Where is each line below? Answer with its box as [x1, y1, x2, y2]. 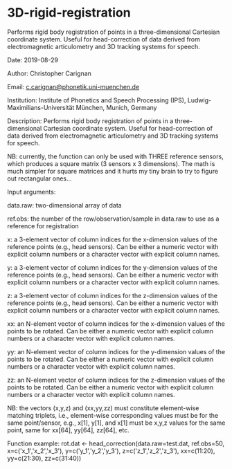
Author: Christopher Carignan [7, 69, 92, 77]
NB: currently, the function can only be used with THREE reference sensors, [7, 152, 224, 160]
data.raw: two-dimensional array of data [7, 201, 123, 209]
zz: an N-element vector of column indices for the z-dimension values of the [7, 376, 226, 384]
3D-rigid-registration [7, 5, 131, 21]
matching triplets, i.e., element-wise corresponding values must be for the [7, 411, 219, 419]
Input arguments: [7, 187, 56, 196]
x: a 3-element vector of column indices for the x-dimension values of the [7, 235, 217, 243]
